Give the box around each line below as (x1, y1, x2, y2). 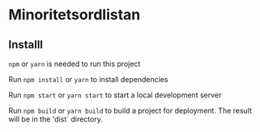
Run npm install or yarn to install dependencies (8, 75, 168, 84)
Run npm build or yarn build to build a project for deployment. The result (8, 106, 253, 115)
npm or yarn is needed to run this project (8, 59, 141, 68)
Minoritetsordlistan (8, 6, 141, 24)
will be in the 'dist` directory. (8, 114, 103, 124)
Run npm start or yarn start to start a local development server (8, 90, 222, 100)
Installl (8, 38, 43, 52)
